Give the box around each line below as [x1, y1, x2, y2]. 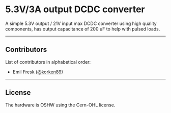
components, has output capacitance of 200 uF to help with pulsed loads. [5, 25, 160, 32]
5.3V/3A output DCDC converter [5, 4, 145, 15]
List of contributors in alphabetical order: [5, 59, 91, 65]
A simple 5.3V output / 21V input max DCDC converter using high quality [5, 20, 157, 26]
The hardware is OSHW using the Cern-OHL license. [5, 102, 116, 108]
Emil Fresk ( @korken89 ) [12, 69, 64, 75]
